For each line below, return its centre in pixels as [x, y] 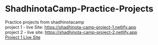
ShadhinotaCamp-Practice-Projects [79, 9]
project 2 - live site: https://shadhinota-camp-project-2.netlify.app [71, 32]
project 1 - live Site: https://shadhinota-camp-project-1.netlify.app [70, 27]
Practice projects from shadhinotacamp [45, 22]
